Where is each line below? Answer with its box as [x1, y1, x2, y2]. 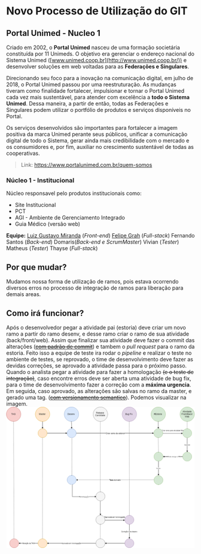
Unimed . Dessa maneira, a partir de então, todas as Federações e [6, 100, 169, 107]
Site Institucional [14, 202, 56, 209]
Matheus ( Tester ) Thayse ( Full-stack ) [6, 245, 98, 252]
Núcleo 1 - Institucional [6, 176, 75, 184]
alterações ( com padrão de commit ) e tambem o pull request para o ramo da [6, 343, 195, 350]
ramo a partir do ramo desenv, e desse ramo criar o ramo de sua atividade [6, 330, 190, 337]
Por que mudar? [6, 262, 67, 272]
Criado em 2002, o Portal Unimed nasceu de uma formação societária [6, 44, 181, 51]
